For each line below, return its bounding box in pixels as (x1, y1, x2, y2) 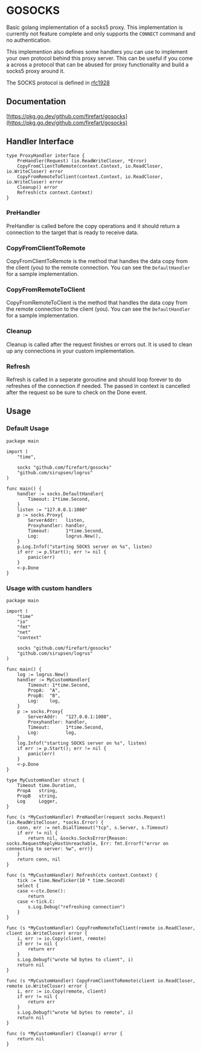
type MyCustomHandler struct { (6, 777, 85, 783)
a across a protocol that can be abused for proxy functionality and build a (6, 61, 189, 68)
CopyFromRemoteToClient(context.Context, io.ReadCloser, (17, 173, 164, 180)
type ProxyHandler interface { (6, 152, 85, 159)
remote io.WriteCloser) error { (6, 983, 88, 990)
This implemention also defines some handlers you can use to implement (6, 48, 188, 55)
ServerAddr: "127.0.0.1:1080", (28, 714, 112, 720)
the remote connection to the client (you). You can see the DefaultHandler (6, 305, 191, 313)
